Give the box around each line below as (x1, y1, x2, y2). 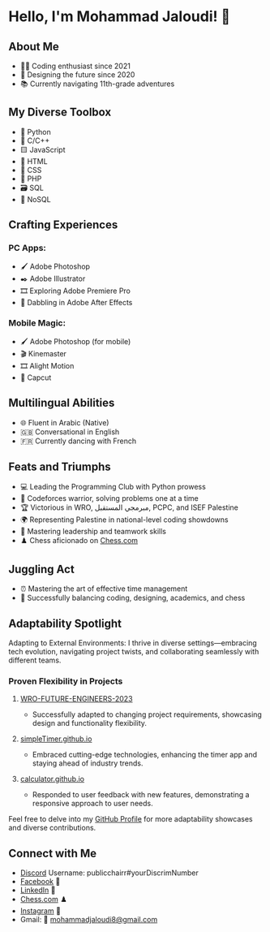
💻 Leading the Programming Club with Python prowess (19, 482, 207, 492)
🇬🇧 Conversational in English (19, 426, 120, 437)
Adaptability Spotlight (8, 616, 122, 630)
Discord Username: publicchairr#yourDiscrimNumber (19, 868, 199, 878)
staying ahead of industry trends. (32, 758, 144, 768)
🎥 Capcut (19, 373, 52, 382)
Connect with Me (8, 846, 97, 860)
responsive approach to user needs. (32, 799, 153, 809)
